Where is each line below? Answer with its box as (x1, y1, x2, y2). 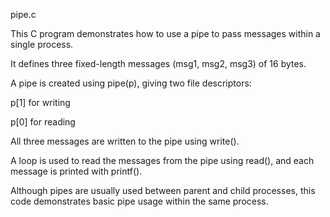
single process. (10, 39, 74, 50)
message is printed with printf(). (10, 165, 143, 177)
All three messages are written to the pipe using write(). (10, 135, 240, 147)
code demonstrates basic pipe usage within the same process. (10, 195, 269, 207)
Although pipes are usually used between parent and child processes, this (10, 185, 316, 196)
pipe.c (10, 9, 37, 20)
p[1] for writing (10, 97, 71, 108)
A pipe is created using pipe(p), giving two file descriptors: (10, 77, 252, 89)
